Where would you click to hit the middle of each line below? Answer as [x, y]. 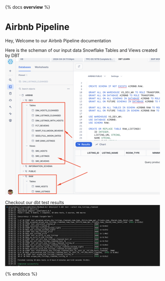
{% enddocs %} [21, 274]
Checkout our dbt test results [35, 202]
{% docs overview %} [28, 7]
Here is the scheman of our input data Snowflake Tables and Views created [81, 50]
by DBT [13, 55]
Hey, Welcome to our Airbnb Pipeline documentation [58, 40]
